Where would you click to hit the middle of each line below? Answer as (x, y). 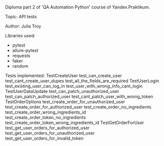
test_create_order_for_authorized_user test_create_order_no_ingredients (78, 107)
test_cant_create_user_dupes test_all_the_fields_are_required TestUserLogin (82, 81)
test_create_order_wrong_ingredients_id (46, 112)
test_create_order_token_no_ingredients (46, 117)
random (20, 66)
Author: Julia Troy (23, 26)
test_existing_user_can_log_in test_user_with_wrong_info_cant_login (74, 86)
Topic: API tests (21, 16)
